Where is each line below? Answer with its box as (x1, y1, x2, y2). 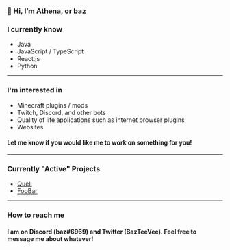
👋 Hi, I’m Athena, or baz (7, 6, 87, 16)
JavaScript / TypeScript (16, 47, 84, 55)
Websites (16, 123, 44, 131)
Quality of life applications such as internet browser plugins (16, 116, 185, 124)
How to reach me (7, 210, 65, 220)
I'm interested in (7, 86, 63, 95)
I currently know (7, 24, 63, 34)
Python (16, 62, 38, 71)
